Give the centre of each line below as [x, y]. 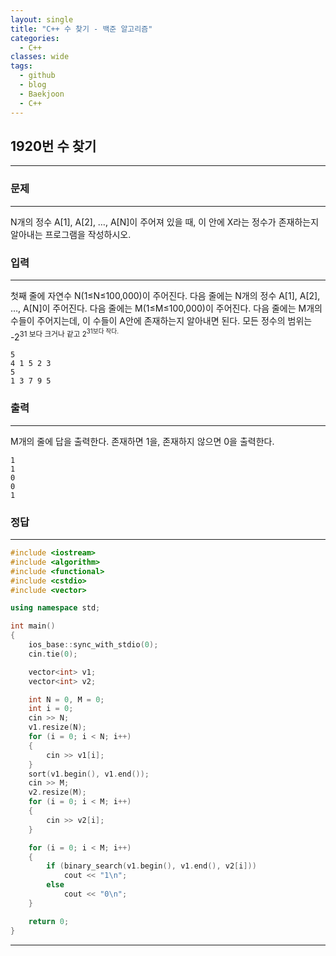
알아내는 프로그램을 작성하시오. [71, 234]
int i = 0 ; [51, 709]
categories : [35, 38]
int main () [33, 626]
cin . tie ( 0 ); [53, 654]
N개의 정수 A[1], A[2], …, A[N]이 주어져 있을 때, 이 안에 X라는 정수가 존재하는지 [165, 222]
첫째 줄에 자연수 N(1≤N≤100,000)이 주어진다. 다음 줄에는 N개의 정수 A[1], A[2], [165, 295]
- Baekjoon [42, 94]
